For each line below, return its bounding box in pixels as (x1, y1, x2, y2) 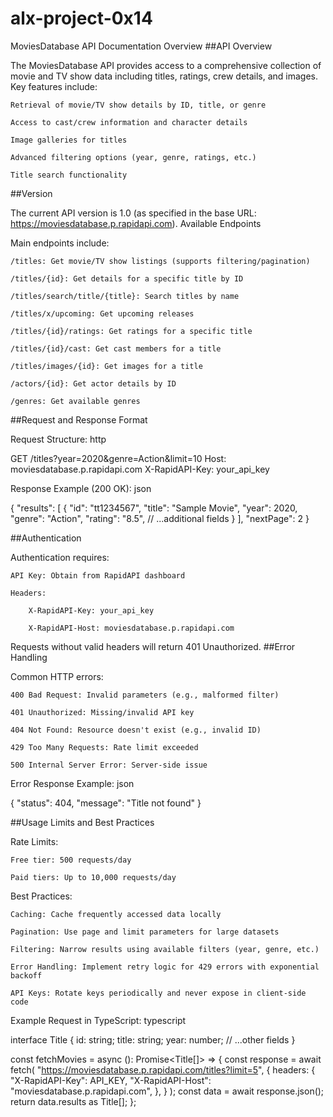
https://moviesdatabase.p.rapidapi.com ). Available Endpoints (10, 217, 262, 229)
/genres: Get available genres (10, 396, 141, 406)
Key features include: (10, 80, 98, 92)
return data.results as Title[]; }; (10, 1095, 137, 1107)
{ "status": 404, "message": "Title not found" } (10, 797, 202, 809)
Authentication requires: (10, 551, 110, 563)
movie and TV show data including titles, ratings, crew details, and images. (10, 70, 319, 82)
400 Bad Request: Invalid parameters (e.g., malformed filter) (10, 690, 280, 700)
